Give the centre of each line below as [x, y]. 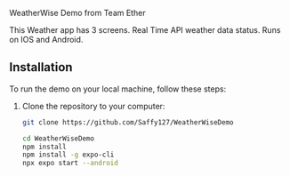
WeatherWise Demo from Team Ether [77, 13]
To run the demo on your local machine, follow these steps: [118, 89]
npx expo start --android [70, 164]
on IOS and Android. [46, 40]
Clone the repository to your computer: [93, 106]
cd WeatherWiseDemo [58, 138]
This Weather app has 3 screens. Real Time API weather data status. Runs [145, 30]
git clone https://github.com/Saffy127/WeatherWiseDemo [128, 122]
